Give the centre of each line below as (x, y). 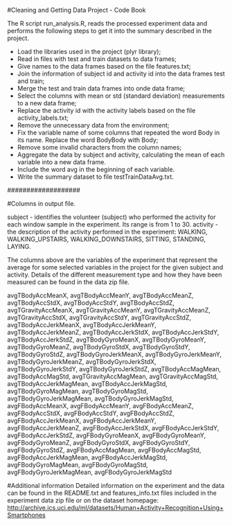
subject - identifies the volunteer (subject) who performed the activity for (111, 217)
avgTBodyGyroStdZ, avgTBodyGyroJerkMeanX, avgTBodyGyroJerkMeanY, (115, 354)
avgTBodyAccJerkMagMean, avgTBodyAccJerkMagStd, (87, 384)
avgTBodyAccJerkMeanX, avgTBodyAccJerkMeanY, (82, 325)
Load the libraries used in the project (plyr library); (89, 52)
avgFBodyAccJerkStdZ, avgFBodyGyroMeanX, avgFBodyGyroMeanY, (107, 435)
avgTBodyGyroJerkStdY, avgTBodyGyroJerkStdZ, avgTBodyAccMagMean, (114, 369)
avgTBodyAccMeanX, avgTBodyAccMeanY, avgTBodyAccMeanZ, (100, 295)
